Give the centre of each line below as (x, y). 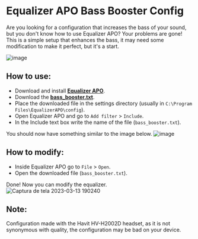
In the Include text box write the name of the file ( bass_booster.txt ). (98, 122)
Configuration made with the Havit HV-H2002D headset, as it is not (88, 224)
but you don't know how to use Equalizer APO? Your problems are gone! (94, 33)
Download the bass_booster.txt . (55, 97)
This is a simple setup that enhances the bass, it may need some (85, 40)
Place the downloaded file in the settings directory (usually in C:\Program (103, 103)
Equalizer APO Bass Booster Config (95, 11)
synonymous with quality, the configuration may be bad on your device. (94, 230)
